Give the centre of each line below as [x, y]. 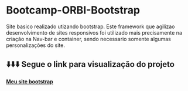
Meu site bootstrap [30, 81]
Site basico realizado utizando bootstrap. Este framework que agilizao [90, 26]
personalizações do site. [36, 45]
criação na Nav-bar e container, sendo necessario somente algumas [89, 39]
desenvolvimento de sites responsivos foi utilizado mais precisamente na [94, 32]
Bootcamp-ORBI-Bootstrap [73, 10]
